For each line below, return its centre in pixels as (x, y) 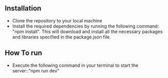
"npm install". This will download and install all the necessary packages (87, 31)
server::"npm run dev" (36, 70)
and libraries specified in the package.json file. (61, 37)
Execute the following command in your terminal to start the (75, 65)
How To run (24, 53)
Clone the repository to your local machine (57, 20)
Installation (23, 8)
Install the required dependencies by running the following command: (86, 26)
